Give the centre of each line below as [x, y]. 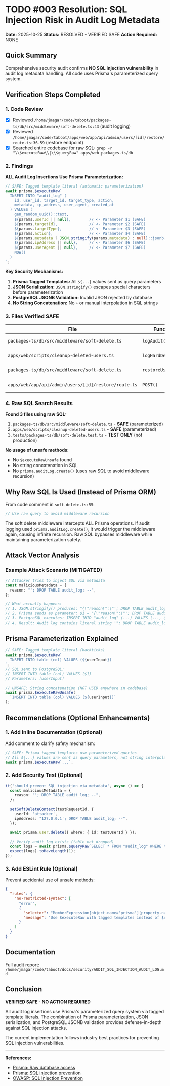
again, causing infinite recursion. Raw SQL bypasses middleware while [79, 534]
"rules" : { [21, 894]
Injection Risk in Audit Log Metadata [83, 20]
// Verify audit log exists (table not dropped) [62, 842]
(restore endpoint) [64, 142]
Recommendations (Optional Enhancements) [78, 718]
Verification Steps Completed [53, 95]
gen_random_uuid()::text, [42, 214]
